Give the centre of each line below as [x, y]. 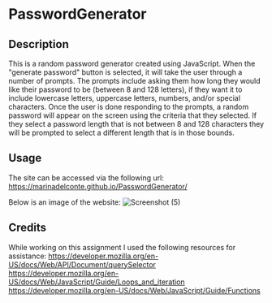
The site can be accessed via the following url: [86, 177]
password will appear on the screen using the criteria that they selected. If [133, 115]
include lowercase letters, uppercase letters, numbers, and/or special [125, 98]
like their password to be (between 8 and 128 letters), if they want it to [125, 89]
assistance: [28, 256]
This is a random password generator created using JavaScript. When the [132, 63]
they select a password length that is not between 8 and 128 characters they [136, 124]
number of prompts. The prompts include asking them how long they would [135, 81]
